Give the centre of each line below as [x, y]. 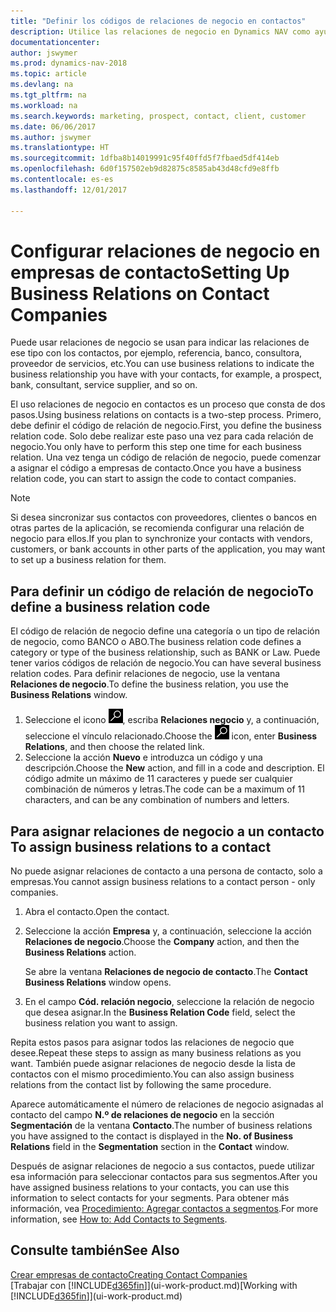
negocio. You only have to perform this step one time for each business [156, 447]
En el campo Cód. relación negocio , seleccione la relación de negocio [169, 1002]
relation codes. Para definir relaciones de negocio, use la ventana [145, 674]
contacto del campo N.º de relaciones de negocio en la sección [142, 1115]
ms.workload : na [44, 105]
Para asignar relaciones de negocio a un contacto [167, 831]
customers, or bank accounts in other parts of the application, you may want [168, 549]
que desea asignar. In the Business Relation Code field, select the [160, 1012]
